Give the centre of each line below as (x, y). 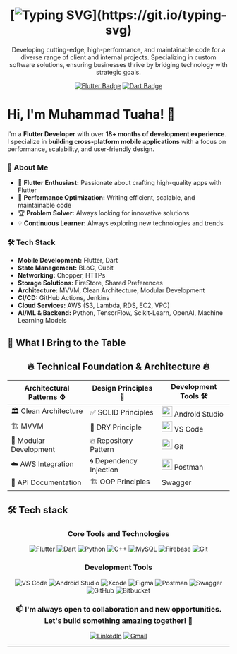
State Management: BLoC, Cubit (66, 268)
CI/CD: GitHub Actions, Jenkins (63, 298)
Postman (189, 467)
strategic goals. (119, 72)
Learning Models (42, 321)
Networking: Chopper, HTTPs (61, 275)
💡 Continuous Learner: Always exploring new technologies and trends (120, 223)
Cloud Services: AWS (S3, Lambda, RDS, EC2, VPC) (94, 305)
